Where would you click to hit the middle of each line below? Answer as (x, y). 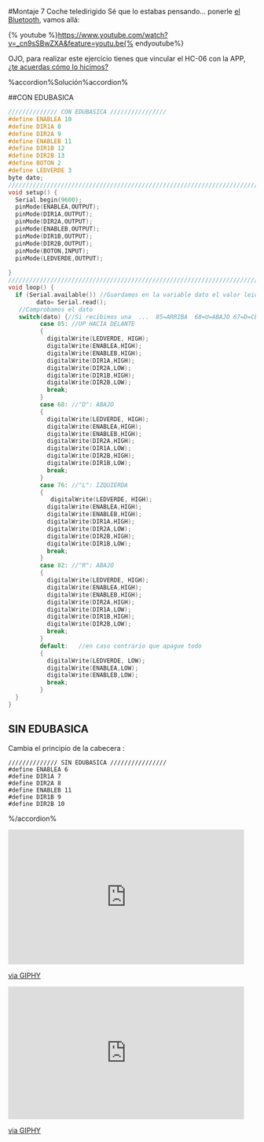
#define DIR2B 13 (37, 156)
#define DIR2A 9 (35, 134)
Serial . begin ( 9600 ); (49, 200)
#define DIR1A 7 (35, 776)
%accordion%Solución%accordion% (68, 82)
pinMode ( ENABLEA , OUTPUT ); (58, 207)
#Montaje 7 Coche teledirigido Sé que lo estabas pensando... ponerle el (125, 11)
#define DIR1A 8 (35, 126)
